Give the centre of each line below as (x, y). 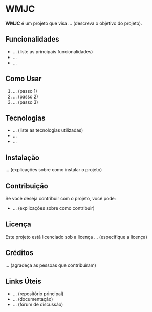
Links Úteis (24, 281)
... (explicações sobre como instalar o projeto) (54, 170)
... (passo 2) (25, 96)
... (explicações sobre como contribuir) (53, 208)
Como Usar (24, 79)
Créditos (19, 253)
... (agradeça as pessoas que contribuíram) (51, 265)
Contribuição (27, 186)
